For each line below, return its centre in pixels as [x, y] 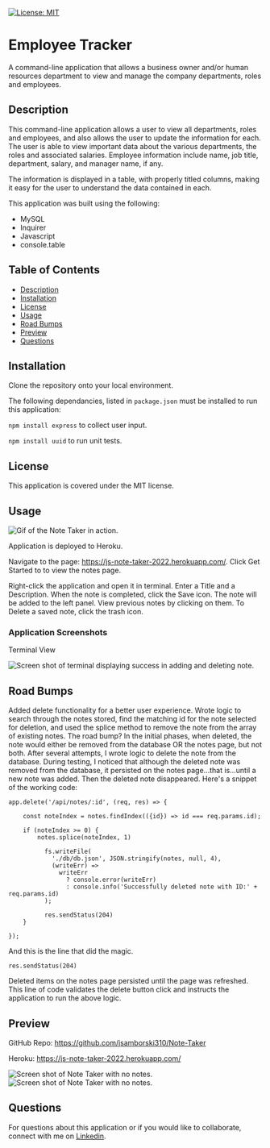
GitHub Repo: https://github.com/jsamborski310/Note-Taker [107, 1042]
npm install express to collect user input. [78, 425]
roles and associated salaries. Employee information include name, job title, [133, 155]
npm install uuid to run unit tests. [65, 441]
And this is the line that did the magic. [71, 951]
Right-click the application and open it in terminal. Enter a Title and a [122, 586]
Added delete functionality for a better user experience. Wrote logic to [125, 710]
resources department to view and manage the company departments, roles [135, 76]
